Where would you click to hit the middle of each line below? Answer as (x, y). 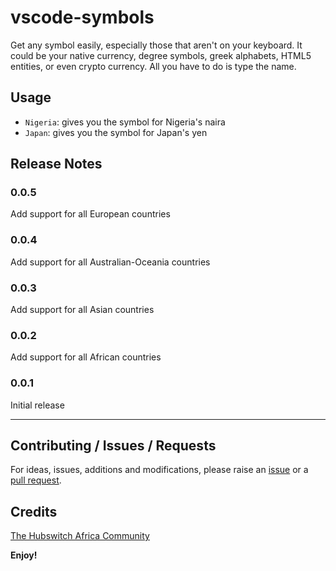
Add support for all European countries (90, 214)
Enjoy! (24, 555)
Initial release (37, 405)
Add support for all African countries (86, 357)
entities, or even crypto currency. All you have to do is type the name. (153, 66)
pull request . (36, 480)
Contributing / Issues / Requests (113, 446)
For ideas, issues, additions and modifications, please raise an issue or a (159, 470)
